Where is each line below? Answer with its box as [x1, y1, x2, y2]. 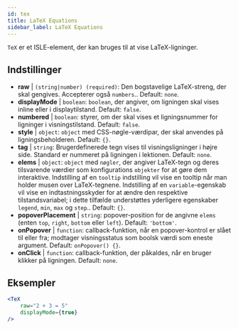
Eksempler [7, 276, 56, 288]
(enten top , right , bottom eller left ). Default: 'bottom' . [17, 218, 178, 227]
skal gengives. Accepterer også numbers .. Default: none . [17, 90, 180, 99]
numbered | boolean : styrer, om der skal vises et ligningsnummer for [17, 113, 218, 122]
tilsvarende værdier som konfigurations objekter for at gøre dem [17, 166, 207, 174]
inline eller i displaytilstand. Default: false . [17, 105, 141, 114]
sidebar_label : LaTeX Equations [7, 23, 103, 31]
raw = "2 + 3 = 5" [20, 302, 69, 309]
